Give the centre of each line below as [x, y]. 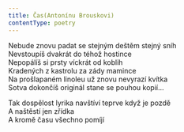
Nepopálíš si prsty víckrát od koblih [66, 62]
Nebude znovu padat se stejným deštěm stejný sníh [92, 45]
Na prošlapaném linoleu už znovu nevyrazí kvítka [88, 79]
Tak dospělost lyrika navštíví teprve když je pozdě [90, 103]
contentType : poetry [42, 23]
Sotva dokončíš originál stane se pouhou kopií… [86, 87]
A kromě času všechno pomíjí [56, 119]
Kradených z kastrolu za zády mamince [72, 70]
